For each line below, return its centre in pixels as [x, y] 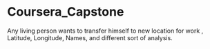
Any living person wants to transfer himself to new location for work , [105, 31]
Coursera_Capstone [66, 12]
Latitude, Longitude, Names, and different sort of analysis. [90, 37]
